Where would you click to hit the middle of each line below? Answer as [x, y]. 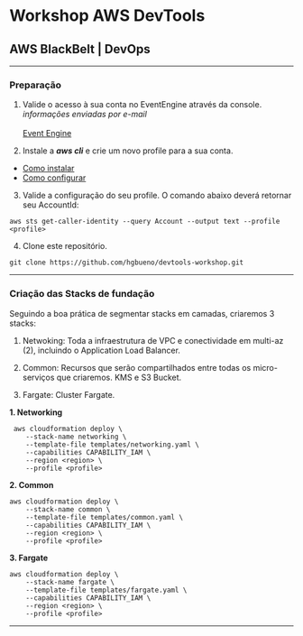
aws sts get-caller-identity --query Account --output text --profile [145, 222]
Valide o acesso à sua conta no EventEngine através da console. [142, 105]
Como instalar [48, 169]
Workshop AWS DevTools [107, 16]
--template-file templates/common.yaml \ [104, 517]
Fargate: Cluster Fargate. [69, 394]
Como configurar [54, 178]
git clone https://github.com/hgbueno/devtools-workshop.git [127, 263]
